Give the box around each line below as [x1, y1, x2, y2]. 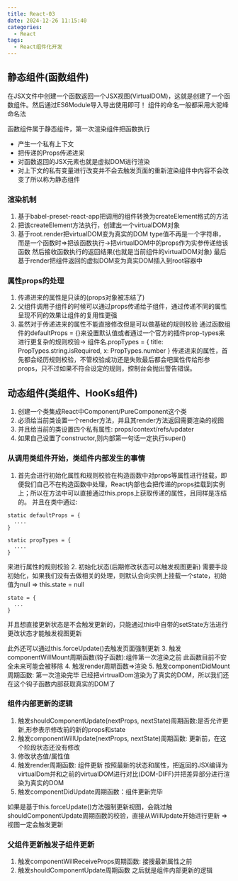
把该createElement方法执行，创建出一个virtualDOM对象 [17, 221, 181, 229]
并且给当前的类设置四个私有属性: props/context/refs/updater [17, 425, 194, 434]
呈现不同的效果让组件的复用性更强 [17, 311, 118, 319]
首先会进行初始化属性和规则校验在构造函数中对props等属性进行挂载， [17, 471, 221, 479]
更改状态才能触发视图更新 [7, 629, 82, 638]
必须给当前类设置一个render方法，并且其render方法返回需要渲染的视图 [17, 416, 225, 425]
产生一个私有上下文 [17, 139, 74, 148]
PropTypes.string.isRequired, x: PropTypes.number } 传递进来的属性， [17, 346, 222, 355]
